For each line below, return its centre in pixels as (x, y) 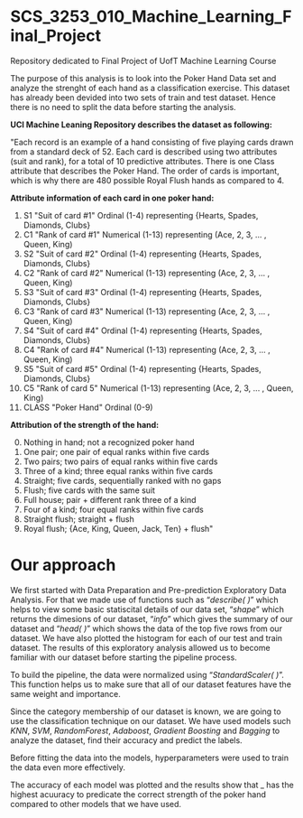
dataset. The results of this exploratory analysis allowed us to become (140, 647)
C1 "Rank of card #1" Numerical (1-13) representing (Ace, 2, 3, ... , (145, 234)
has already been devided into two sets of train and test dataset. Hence (143, 98)
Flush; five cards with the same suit (89, 490)
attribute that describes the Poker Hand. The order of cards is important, (145, 171)
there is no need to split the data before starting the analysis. (124, 107)
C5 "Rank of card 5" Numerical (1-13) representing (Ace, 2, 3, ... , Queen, (158, 388)
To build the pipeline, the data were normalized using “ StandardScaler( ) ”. (147, 674)
